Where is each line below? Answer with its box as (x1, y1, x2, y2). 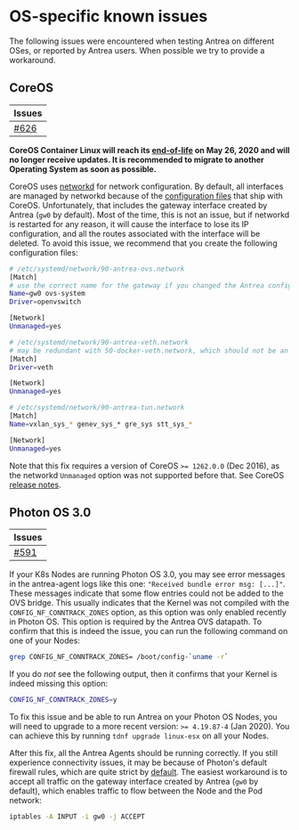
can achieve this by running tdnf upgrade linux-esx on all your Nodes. (9, 730, 270, 741)
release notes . (9, 479, 61, 490)
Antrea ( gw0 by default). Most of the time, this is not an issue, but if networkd (9, 209, 290, 220)
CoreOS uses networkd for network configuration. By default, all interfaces (9, 181, 284, 191)
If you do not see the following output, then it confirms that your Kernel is (9, 669, 278, 679)
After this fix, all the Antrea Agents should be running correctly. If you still (9, 748, 279, 759)
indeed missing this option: (9, 679, 109, 689)
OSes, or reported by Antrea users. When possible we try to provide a (9, 45, 265, 55)
